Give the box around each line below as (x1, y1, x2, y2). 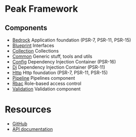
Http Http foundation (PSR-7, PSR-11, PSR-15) (12, 70, 108, 76)
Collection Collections (12, 48, 59, 54)
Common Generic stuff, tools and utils (12, 53, 93, 59)
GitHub (12, 121, 28, 127)
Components (5, 24, 47, 32)
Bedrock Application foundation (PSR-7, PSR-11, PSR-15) (12, 37, 131, 43)
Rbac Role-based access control (12, 80, 82, 86)
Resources (5, 104, 52, 116)
